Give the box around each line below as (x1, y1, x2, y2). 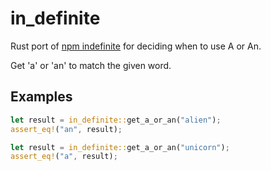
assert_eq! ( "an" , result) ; (10, 124, 123, 134)
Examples (10, 88, 73, 106)
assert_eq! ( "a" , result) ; (10, 152, 118, 162)
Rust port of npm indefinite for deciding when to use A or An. (10, 40, 262, 52)
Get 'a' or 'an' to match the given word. (10, 59, 172, 71)
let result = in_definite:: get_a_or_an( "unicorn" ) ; (10, 142, 230, 152)
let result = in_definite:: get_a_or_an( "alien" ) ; (10, 115, 222, 125)
